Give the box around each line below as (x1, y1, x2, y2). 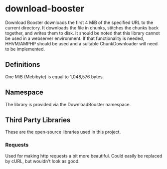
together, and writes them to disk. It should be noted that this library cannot (5, 30, 161, 36)
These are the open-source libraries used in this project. (5, 129, 121, 135)
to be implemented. (5, 46, 45, 52)
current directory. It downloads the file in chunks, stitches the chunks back (5, 24, 159, 30)
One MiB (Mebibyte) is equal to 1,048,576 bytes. (5, 73, 104, 80)
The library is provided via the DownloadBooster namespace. (5, 101, 131, 107)
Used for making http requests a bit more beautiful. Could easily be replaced (5, 153, 163, 159)
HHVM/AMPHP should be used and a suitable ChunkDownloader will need (5, 40, 158, 46)
